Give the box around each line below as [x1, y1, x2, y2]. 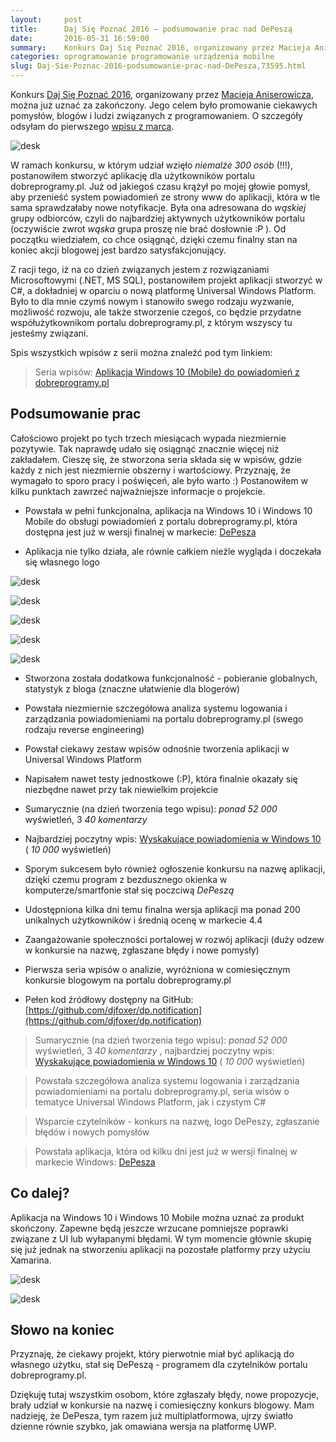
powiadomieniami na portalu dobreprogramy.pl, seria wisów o [34, 1085, 290, 1097]
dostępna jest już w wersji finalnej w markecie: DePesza [24, 526, 257, 538]
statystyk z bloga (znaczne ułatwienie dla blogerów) [24, 682, 241, 695]
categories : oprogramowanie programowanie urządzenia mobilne [10, 52, 275, 62]
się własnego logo [24, 556, 100, 568]
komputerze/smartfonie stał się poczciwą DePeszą [24, 884, 235, 896]
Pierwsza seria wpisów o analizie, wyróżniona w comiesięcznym [24, 963, 291, 975]
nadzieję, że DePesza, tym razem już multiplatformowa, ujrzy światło [10, 1410, 294, 1422]
